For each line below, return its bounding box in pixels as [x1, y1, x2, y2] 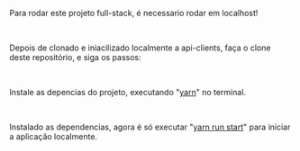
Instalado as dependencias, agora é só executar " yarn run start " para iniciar [9, 121, 291, 132]
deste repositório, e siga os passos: [9, 52, 141, 62]
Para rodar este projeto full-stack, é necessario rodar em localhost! [9, 8, 259, 18]
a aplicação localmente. [9, 131, 97, 142]
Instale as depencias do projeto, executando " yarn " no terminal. [9, 87, 246, 97]
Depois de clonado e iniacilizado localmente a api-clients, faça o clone [9, 42, 271, 53]
